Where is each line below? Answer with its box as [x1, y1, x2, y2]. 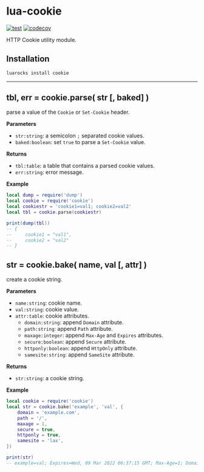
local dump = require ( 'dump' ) [6, 192, 83, 198]
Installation [6, 54, 50, 64]
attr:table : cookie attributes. [15, 312, 90, 320]
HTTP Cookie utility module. [6, 36, 77, 43]
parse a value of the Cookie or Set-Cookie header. [6, 108, 130, 116]
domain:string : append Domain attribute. [24, 319, 124, 326]
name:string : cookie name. [15, 299, 83, 307]
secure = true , [17, 426, 56, 432]
